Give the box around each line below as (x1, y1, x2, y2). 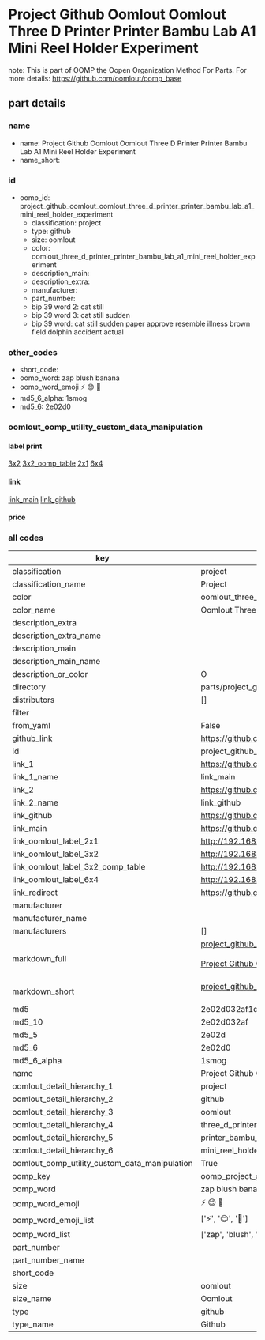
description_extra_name (12, 630, 101, 641)
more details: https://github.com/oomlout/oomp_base (8, 74, 182, 83)
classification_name (12, 579, 86, 590)
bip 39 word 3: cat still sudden (31, 310, 130, 319)
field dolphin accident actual (31, 327, 124, 337)
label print (8, 441, 43, 451)
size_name (12, 1293, 52, 1304)
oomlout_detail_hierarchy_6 (12, 1145, 114, 1156)
